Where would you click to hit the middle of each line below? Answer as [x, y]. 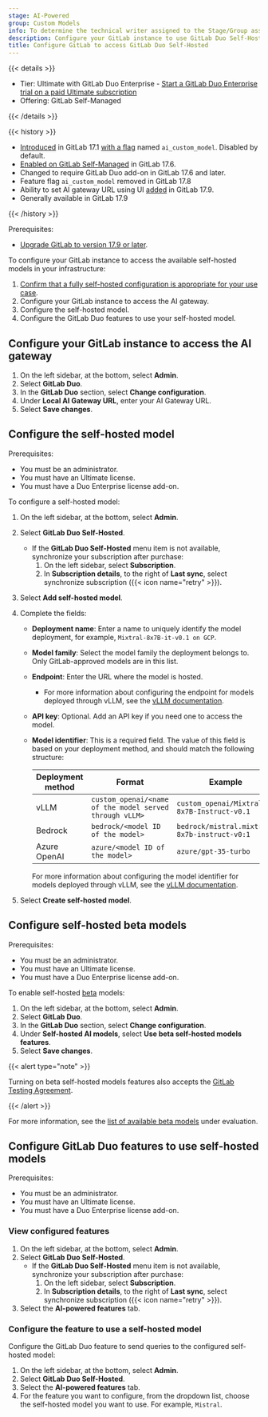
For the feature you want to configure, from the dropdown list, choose [134, 1395]
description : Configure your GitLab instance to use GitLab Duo [117, 38]
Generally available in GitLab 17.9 [74, 198]
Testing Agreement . [41, 1090]
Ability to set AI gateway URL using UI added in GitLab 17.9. [117, 190]
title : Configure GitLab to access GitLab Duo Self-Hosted [108, 46]
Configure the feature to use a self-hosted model [105, 1329]
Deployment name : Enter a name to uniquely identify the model [136, 628]
